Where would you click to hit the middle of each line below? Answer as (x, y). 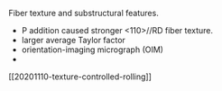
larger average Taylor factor (73, 40)
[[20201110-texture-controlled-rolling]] (80, 77)
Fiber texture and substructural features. (83, 13)
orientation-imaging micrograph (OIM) (92, 50)
